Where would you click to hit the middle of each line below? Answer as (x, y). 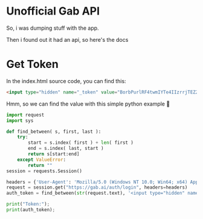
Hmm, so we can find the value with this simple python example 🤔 (88, 104)
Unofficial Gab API (53, 11)
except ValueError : (42, 160)
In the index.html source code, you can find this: (66, 81)
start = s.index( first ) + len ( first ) (81, 143)
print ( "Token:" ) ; (28, 204)
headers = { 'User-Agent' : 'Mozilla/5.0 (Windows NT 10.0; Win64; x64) (97, 182)
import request (25, 115)
